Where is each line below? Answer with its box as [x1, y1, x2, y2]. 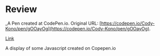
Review [5, 4, 37, 15]
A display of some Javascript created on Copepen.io [5, 45, 116, 51]
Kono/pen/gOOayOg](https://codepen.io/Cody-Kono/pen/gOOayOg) [5, 25, 150, 31]
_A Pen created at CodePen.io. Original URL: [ [5, 20, 101, 26]
